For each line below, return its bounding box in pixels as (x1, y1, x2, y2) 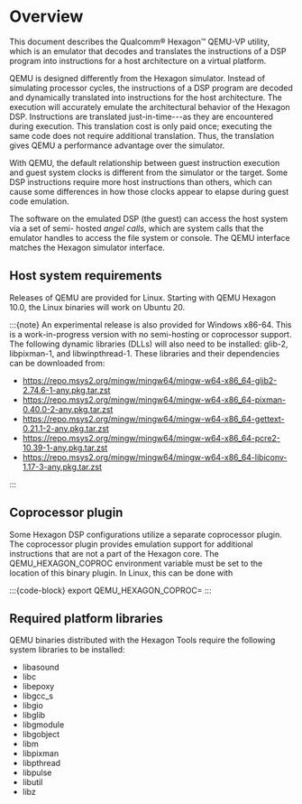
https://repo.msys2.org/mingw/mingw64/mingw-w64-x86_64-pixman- (22, 394, 287, 405)
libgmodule (22, 719, 65, 730)
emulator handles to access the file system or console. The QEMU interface (9, 232, 290, 243)
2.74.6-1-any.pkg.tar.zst (22, 384, 111, 395)
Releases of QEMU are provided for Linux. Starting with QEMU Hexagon (9, 291, 277, 303)
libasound (22, 661, 60, 673)
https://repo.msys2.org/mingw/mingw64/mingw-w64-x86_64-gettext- (22, 413, 286, 424)
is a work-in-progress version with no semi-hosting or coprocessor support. (9, 328, 292, 339)
